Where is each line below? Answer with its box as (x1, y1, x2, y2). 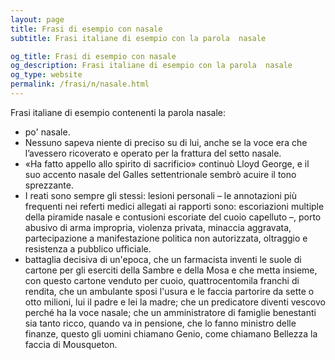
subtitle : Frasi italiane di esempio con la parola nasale (10, 33, 267, 43)
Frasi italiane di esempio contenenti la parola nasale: (10, 106, 227, 118)
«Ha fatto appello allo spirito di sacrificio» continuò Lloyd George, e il (24, 157, 310, 170)
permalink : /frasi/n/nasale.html (10, 79, 150, 90)
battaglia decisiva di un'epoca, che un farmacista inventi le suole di (24, 253, 302, 265)
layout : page (10, 14, 65, 25)
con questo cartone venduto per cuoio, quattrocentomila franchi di (24, 274, 300, 286)
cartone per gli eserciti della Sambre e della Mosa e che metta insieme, (24, 264, 318, 276)
